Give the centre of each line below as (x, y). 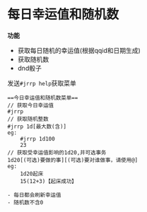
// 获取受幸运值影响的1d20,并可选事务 (57, 153)
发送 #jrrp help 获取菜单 (42, 83)
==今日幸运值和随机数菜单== (43, 98)
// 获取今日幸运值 (31, 105)
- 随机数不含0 (25, 202)
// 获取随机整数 (28, 119)
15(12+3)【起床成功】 (49, 181)
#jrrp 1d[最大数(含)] (37, 126)
